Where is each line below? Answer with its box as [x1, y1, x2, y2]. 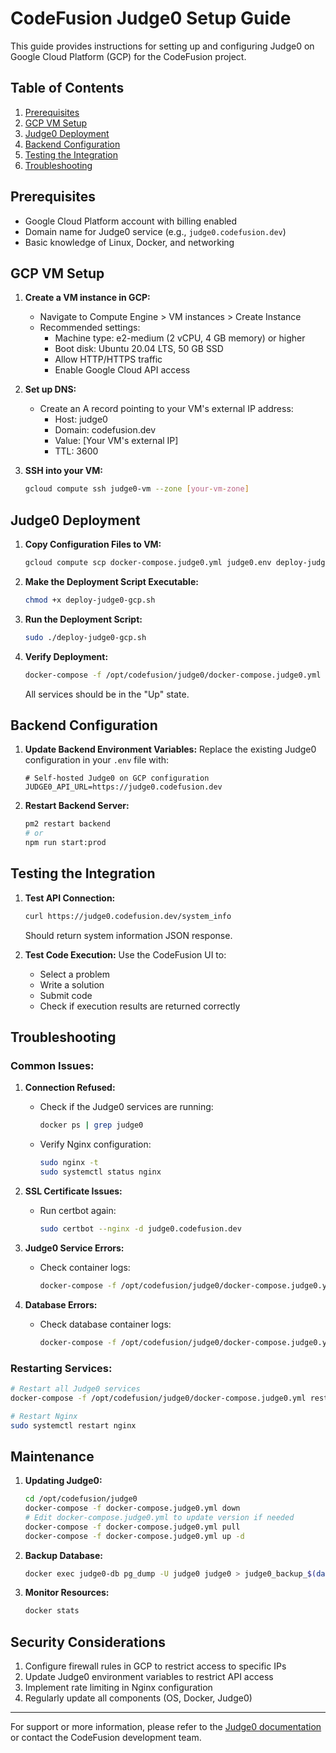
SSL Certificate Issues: [24, 1185, 123, 1197]
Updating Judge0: [24, 1475, 103, 1487]
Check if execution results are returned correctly [39, 1000, 241, 1012]
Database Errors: [24, 1298, 98, 1311]
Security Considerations [10, 1633, 167, 1651]
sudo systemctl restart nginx [10, 1420, 137, 1431]
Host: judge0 [54, 413, 108, 426]
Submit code [39, 989, 93, 1001]
